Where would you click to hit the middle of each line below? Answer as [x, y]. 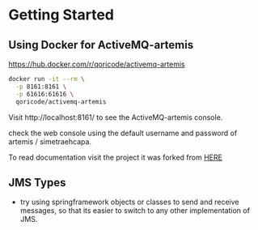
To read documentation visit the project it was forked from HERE [115, 157]
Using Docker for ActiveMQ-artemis [101, 45]
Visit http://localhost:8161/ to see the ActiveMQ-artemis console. [116, 117]
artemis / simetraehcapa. [50, 141]
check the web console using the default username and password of [123, 133]
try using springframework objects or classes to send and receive [130, 202]
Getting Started [61, 15]
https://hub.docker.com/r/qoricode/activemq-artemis [97, 64]
